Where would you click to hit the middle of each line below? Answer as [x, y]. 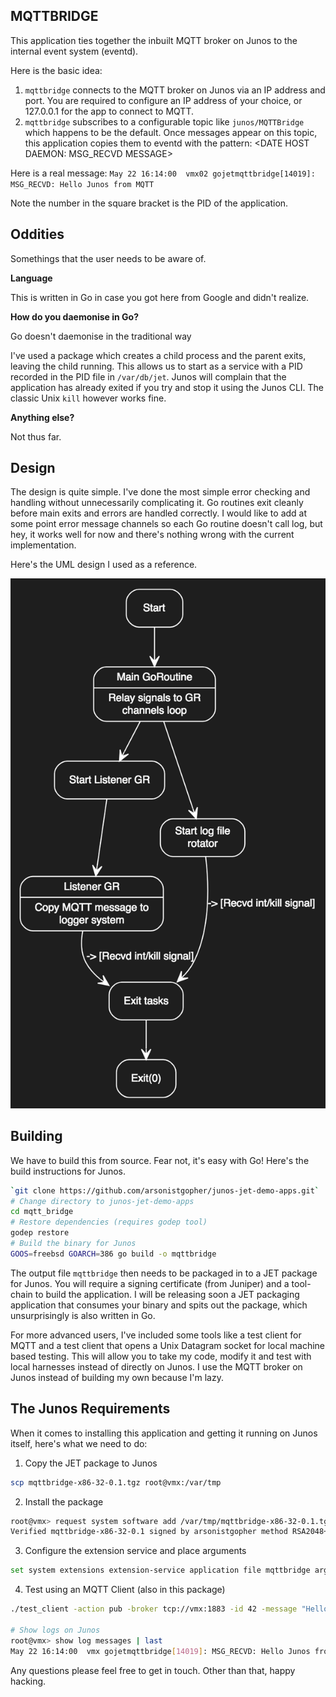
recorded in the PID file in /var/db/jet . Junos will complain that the [148, 376]
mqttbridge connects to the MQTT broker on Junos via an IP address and [175, 90]
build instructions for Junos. [68, 1171]
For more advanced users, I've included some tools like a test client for [156, 1335]
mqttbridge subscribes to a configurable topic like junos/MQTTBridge [164, 121]
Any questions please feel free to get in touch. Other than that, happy [153, 1670]
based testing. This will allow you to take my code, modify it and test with [161, 1356]
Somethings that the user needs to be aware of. [108, 258]
